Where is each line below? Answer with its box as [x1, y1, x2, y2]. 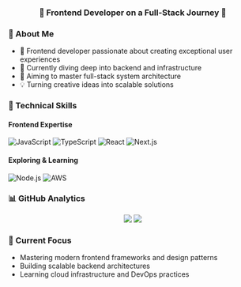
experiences [19, 55, 61, 64]
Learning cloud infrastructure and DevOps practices [19, 270, 190, 279]
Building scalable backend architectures [19, 261, 150, 271]
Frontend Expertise [8, 119, 73, 129]
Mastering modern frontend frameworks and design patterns [19, 253, 218, 262]
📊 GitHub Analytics [8, 193, 85, 204]
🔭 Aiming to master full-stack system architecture [19, 71, 182, 81]
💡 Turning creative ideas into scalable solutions [19, 80, 174, 89]
